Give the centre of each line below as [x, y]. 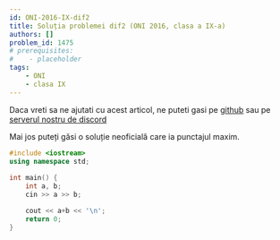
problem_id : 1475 [42, 43]
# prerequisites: [42, 51]
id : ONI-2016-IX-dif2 [50, 17]
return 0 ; [44, 219]
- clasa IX [46, 84]
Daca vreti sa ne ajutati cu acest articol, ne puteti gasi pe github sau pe [140, 109]
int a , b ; [44, 186]
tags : [19, 68]
